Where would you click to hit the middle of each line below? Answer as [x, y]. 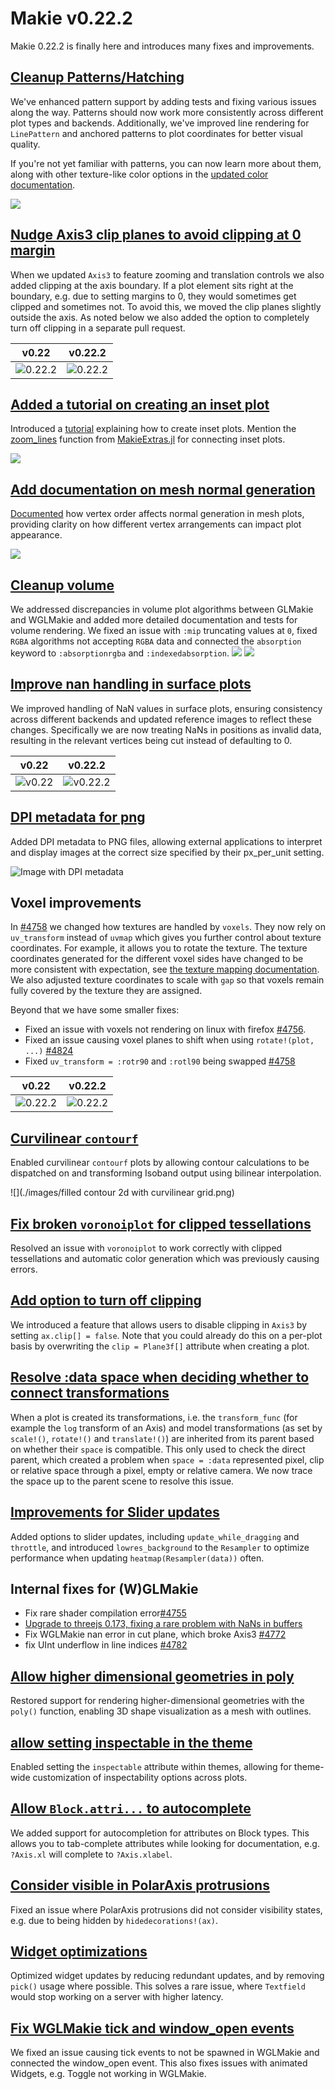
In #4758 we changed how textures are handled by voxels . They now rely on [168, 927]
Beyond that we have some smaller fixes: [95, 1010]
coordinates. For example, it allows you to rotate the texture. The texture [159, 948]
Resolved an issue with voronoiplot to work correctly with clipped [146, 1248]
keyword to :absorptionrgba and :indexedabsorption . [120, 653]
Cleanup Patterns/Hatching [97, 77]
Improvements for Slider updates [115, 1512]
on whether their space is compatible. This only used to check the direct [158, 1449]
